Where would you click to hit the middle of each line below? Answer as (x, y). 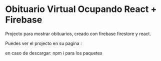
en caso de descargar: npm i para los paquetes (54, 53)
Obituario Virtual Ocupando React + (81, 9)
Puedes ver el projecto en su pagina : (43, 43)
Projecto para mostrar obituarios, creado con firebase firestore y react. (78, 33)
